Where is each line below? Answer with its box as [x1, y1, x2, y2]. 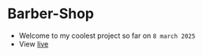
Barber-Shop [7, 5, 95, 23]
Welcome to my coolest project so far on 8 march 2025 [18, 31, 196, 40]
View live [18, 39, 49, 48]
